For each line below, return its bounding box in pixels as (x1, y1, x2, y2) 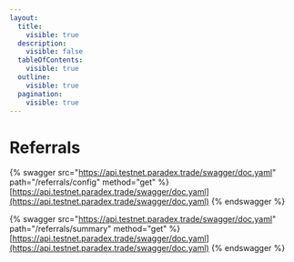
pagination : (17, 89, 64, 98)
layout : (9, 13, 39, 23)
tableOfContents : (17, 55, 84, 65)
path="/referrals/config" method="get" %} (9, 176, 170, 187)
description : (17, 38, 67, 48)
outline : (17, 73, 51, 82)
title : (17, 22, 43, 31)
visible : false (25, 47, 84, 56)
